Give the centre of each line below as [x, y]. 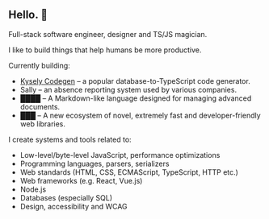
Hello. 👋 [28, 15]
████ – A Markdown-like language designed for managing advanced [136, 98]
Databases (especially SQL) [66, 197]
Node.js [33, 189]
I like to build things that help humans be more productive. [105, 50]
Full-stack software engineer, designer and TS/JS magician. [108, 34]
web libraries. [43, 124]
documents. [40, 106]
